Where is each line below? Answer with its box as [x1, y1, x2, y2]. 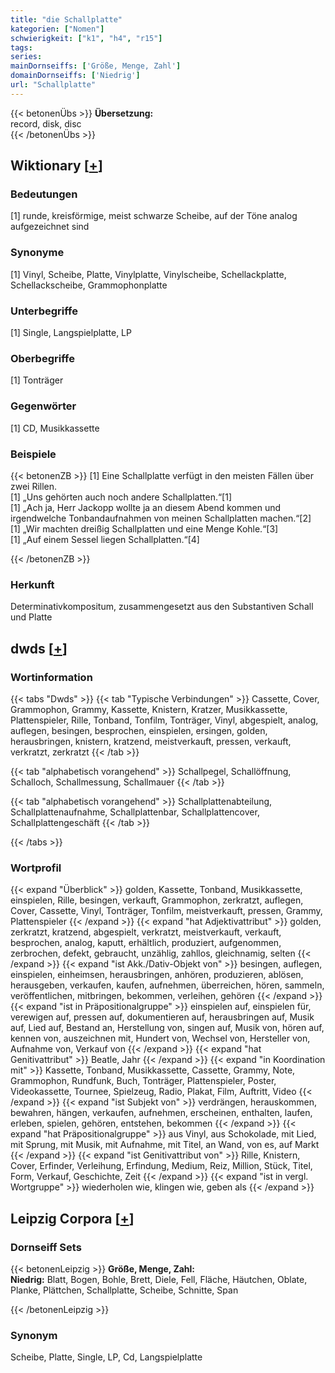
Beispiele [10, 447, 57, 461]
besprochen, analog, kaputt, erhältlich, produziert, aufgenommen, [10, 937, 282, 949]
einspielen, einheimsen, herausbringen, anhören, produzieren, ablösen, [10, 969, 304, 981]
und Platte [10, 611, 53, 623]
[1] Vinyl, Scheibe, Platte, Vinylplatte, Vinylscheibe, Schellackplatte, [10, 268, 287, 280]
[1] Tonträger [10, 374, 64, 386]
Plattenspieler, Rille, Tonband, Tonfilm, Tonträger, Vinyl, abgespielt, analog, [10, 714, 319, 726]
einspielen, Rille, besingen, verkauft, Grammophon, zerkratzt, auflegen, [10, 894, 304, 906]
